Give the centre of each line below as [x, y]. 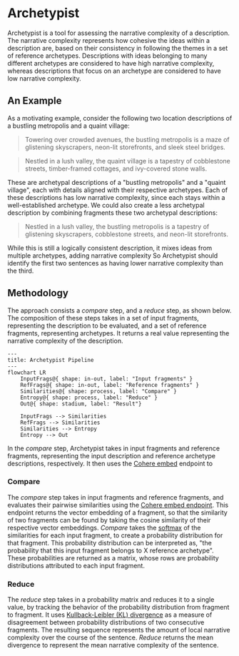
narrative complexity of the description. [65, 340]
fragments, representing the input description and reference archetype [112, 455]
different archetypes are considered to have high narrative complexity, [111, 63]
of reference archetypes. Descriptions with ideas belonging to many [107, 56]
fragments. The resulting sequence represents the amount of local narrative [119, 630]
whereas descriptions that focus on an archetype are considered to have [114, 71]
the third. [21, 271]
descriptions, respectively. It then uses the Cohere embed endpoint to [110, 463]
